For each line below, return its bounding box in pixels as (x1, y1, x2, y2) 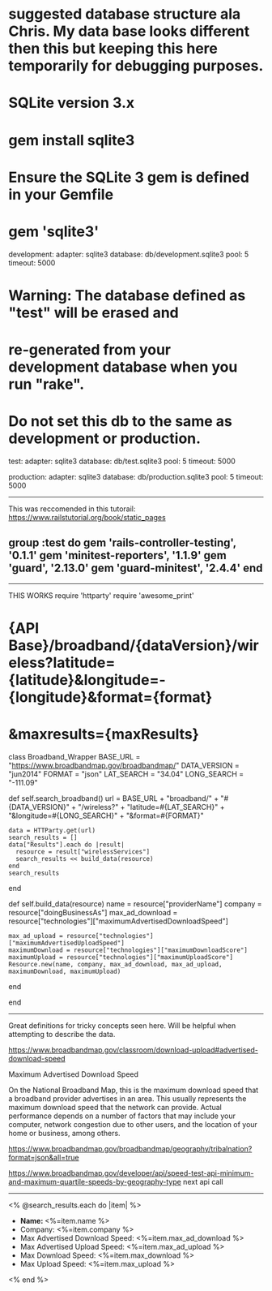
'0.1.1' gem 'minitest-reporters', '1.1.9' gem (8, 549, 227, 562)
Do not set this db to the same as (8, 412, 232, 431)
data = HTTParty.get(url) (8, 826, 96, 834)
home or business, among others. (8, 1128, 121, 1138)
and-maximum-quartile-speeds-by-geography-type (8, 1177, 182, 1186)
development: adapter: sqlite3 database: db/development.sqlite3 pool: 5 (8, 249, 249, 259)
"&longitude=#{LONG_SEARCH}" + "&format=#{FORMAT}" (8, 811, 204, 820)
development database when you (8, 358, 238, 377)
